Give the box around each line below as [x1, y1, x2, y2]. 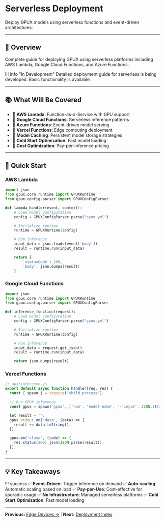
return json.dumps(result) [14, 359, 69, 364]
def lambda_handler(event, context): [5, 205, 82, 210]
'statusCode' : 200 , [23, 259, 63, 264]
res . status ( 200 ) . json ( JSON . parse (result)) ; [14, 440, 105, 445]
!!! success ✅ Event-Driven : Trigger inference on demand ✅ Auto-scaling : [5, 480, 157, 487]
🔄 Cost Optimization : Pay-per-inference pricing [12, 143, 109, 148]
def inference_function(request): [5, 309, 76, 315]
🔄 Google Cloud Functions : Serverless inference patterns [12, 116, 129, 122]
